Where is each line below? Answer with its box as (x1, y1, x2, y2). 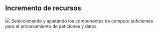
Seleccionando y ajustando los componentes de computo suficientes (11, 17, 154, 24)
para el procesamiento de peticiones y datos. (5, 23, 98, 29)
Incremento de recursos (5, 4, 81, 12)
